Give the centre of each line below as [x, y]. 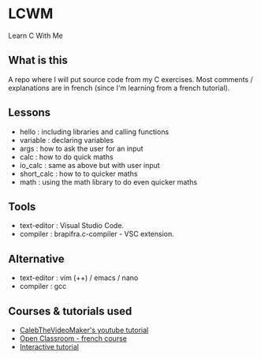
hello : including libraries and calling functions [94, 132]
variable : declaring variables [67, 140]
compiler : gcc [43, 286]
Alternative [36, 258]
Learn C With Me [35, 36]
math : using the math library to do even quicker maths [108, 181]
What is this [38, 60]
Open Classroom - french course [73, 338]
